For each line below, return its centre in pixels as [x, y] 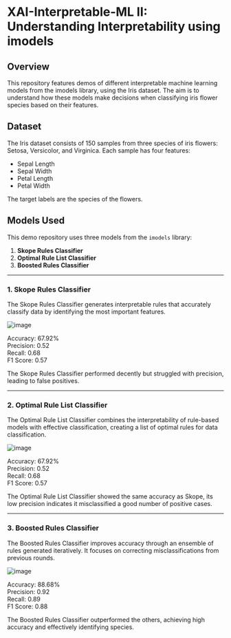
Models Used [36, 221]
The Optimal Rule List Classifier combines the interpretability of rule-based [113, 420]
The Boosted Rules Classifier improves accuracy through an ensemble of [111, 543]
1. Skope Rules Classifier [49, 289]
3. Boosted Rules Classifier [53, 528]
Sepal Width [34, 171]
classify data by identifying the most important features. [87, 311]
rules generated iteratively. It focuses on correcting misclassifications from [113, 550]
